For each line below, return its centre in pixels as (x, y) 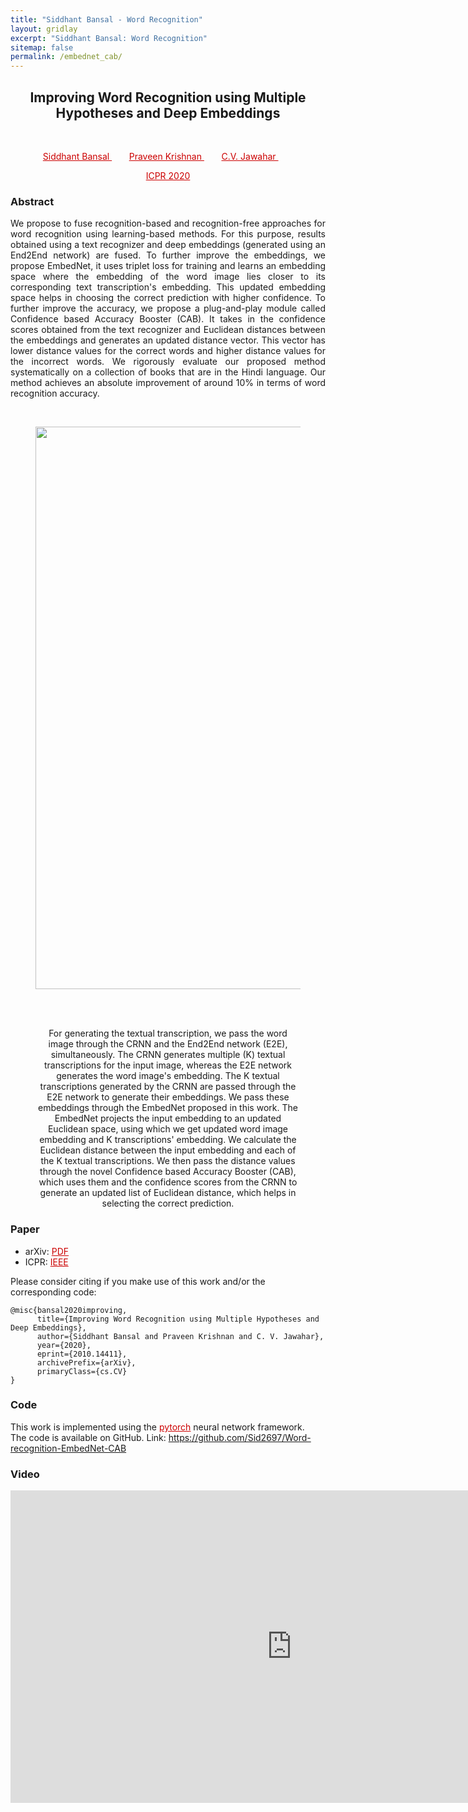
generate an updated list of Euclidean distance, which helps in (168, 1193)
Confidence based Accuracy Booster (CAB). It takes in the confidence (168, 319)
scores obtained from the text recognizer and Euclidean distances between (168, 330)
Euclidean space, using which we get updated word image (168, 1129)
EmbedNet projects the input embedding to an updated (168, 1118)
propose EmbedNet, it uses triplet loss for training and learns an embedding (168, 266)
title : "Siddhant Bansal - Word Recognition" (106, 19)
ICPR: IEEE (46, 1262)
